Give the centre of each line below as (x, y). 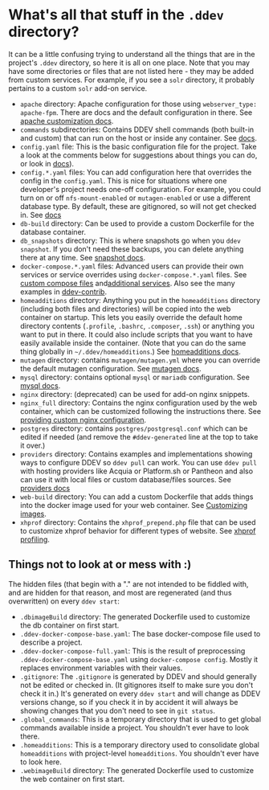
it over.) (33, 445)
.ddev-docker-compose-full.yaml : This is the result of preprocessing (132, 651)
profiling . (35, 539)
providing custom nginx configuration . (83, 420)
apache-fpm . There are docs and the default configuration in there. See (136, 112)
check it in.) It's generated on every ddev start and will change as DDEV (140, 694)
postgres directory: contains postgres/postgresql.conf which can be (134, 428)
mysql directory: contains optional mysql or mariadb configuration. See (135, 377)
